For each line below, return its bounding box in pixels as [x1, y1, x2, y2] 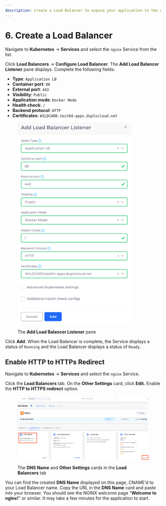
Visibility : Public [12, 91, 47, 97]
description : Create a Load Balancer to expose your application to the [5, 8, 158, 13]
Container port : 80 [12, 81, 50, 87]
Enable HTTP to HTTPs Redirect [5, 358, 105, 366]
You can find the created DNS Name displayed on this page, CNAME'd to [5, 479, 154, 485]
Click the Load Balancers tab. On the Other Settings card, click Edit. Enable [5, 381, 161, 387]
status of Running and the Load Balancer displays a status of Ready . [5, 344, 141, 350]
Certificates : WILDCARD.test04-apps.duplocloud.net [12, 113, 118, 118]
